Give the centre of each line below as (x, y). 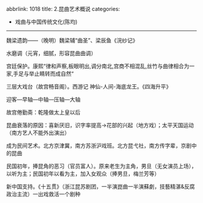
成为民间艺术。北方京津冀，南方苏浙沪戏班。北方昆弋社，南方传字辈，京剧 (99, 145)
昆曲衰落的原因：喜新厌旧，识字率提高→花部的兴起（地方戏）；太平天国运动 (100, 125)
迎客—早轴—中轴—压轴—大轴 (43, 99)
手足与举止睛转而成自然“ (43, 74)
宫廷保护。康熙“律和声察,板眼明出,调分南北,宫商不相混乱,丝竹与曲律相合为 (98, 66)
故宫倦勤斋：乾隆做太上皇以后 (43, 112)
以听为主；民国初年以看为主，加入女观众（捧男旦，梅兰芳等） (83, 174)
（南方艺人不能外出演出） (38, 133)
